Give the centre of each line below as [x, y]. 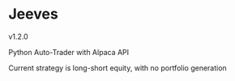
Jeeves [33, 14]
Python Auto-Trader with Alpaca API [69, 52]
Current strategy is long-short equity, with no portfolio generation [117, 68]
